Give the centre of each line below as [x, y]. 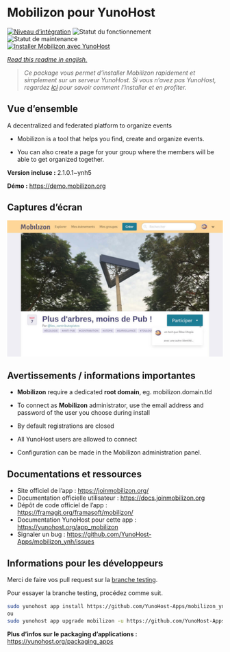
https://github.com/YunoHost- [109, 534]
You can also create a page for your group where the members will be [115, 152]
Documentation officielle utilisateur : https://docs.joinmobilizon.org [111, 498]
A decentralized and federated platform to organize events [90, 125]
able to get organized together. [61, 159]
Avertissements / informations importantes [101, 375]
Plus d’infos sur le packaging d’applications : [72, 634]
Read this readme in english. [47, 59]
